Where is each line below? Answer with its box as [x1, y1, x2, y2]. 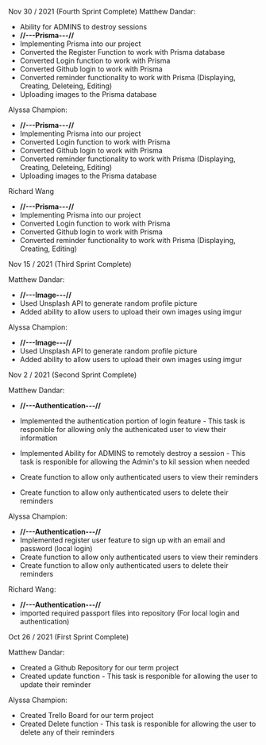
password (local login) [19, 544, 93, 553]
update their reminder [19, 680, 91, 689]
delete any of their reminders [19, 728, 115, 737]
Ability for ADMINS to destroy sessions [19, 22, 148, 31]
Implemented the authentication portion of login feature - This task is [19, 416, 245, 426]
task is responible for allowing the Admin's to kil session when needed [19, 457, 250, 466]
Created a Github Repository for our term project [19, 663, 179, 672]
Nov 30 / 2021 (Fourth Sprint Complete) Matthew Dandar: [8, 7, 196, 16]
